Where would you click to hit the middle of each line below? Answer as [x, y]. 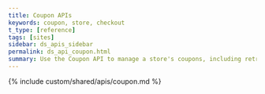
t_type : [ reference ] [42, 30]
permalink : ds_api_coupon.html [60, 52]
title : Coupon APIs [40, 15]
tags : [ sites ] [32, 37]
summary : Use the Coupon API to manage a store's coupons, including [125, 60]
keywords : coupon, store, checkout [67, 23]
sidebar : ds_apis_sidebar [50, 45]
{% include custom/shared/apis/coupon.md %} [85, 81]
